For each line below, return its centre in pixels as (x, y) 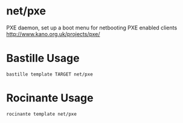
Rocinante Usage (50, 98)
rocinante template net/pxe (42, 114)
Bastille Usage (43, 58)
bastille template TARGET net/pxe (50, 74)
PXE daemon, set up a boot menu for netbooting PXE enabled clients (92, 28)
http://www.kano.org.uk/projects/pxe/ (53, 34)
